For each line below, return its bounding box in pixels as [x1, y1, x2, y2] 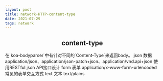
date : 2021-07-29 [5, 16, 41, 21]
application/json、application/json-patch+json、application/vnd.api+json [5, 59, 153, 64]
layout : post [5, 7, 32, 12]
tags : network [5, 20, 34, 26]
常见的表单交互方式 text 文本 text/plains [5, 71, 85, 77]
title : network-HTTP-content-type [5, 12, 76, 17]
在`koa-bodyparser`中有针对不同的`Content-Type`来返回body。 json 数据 [5, 52, 152, 59]
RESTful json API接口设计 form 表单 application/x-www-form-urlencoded [9, 64, 157, 71]
